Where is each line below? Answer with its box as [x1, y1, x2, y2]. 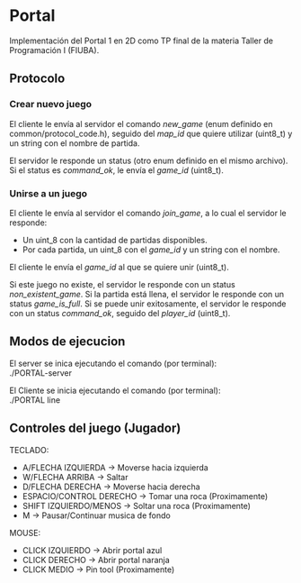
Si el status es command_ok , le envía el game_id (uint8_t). [9, 164, 225, 176]
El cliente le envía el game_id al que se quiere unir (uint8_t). [9, 261, 229, 272]
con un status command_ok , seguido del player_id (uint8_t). [9, 307, 231, 318]
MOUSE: [9, 527, 41, 538]
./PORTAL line [9, 394, 61, 405]
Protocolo [9, 71, 66, 87]
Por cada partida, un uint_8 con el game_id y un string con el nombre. [22, 244, 280, 255]
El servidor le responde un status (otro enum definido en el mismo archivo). [9, 155, 288, 166]
